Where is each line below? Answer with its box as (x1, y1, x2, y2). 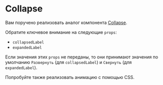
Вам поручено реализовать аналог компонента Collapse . (5, 19, 127, 25)
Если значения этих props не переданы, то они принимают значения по (5, 53, 158, 60)
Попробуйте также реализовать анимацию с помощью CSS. (5, 74, 135, 80)
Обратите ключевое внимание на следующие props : (5, 29, 117, 35)
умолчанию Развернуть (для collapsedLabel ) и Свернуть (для (5, 59, 132, 65)
